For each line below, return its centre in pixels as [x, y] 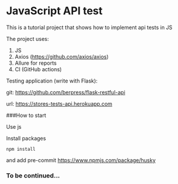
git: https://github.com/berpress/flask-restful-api [66, 92]
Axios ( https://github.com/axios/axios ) [61, 56]
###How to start [26, 115]
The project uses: [28, 39]
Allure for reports [36, 63]
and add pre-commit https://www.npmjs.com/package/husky [81, 160]
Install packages [26, 138]
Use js [14, 126]
